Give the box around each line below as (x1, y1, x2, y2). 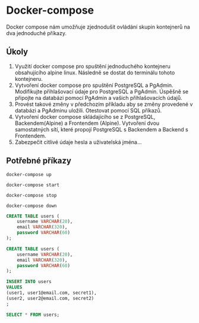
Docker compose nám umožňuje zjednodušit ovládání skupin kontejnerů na (6, 23, 190, 30)
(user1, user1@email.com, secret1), (6, 290, 97, 296)
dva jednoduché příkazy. (6, 29, 67, 36)
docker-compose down (6, 203, 58, 209)
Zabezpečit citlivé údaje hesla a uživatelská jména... (14, 138, 142, 146)
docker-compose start (6, 182, 60, 188)
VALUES (6, 284, 23, 290)
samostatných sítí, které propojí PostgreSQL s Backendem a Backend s (14, 126, 188, 133)
